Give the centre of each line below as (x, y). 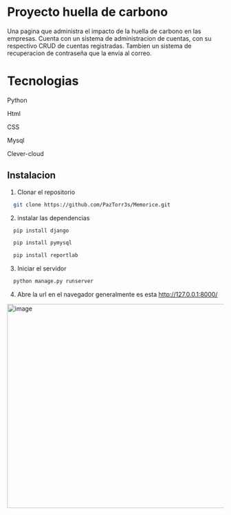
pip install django (41, 231)
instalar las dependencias (53, 217)
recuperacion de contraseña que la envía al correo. (80, 53)
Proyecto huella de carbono (88, 12)
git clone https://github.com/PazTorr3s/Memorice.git (92, 204)
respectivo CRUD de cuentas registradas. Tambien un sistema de (99, 46)
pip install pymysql (43, 243)
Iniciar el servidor (42, 269)
